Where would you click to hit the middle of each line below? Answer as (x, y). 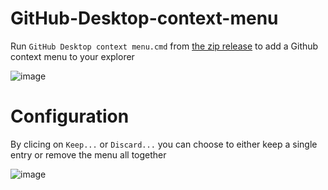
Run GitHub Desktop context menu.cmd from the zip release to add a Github (164, 46)
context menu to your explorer (72, 56)
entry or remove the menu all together (88, 154)
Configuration (70, 116)
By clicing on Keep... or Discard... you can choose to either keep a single (164, 144)
